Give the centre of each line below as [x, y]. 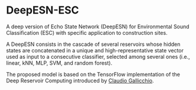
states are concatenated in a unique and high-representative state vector [95, 50]
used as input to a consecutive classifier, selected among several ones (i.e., [98, 56]
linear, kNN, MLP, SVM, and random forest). [59, 63]
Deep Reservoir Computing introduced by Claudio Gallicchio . [80, 81]
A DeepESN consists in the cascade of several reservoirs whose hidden [93, 44]
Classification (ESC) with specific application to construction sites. [87, 32]
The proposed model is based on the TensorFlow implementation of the [93, 74]
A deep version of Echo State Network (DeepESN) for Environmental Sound [98, 26]
